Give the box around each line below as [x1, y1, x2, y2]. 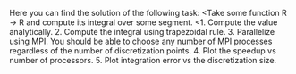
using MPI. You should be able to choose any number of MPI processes [9, 36, 273, 46]
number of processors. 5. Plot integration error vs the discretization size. [9, 55, 277, 65]
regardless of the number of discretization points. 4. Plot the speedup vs [9, 45, 277, 56]
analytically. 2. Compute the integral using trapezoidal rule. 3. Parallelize [9, 27, 275, 37]
